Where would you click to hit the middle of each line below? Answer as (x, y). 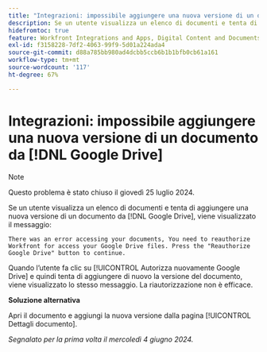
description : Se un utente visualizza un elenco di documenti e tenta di (133, 23)
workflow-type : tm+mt (44, 60)
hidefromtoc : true (39, 30)
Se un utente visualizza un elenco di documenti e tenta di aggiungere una (128, 207)
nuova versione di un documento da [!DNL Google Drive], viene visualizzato (132, 216)
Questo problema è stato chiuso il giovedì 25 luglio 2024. (101, 192)
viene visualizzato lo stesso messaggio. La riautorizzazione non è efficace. (131, 284)
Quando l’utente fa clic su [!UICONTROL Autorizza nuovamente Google (124, 268)
